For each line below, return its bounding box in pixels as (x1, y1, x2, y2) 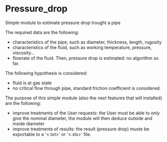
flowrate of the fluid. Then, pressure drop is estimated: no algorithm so (12, 55, 159, 61)
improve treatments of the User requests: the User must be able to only (12, 110, 160, 116)
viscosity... (12, 50, 35, 56)
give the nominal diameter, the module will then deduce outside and (12, 115, 153, 121)
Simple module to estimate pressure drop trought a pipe (5, 20, 121, 26)
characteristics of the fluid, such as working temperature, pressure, (12, 44, 152, 50)
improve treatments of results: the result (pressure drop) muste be (12, 126, 149, 132)
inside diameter (12, 120, 45, 126)
